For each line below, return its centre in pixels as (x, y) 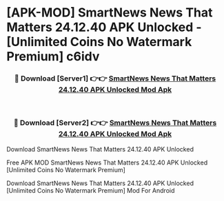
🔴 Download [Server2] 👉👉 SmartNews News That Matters (115, 123)
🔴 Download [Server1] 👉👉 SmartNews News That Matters (115, 78)
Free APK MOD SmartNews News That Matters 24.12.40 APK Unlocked (107, 162)
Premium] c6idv (53, 57)
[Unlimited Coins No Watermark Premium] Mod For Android (91, 190)
